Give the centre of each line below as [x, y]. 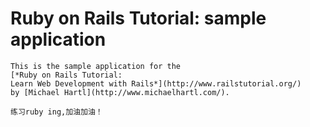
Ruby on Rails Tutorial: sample [138, 18]
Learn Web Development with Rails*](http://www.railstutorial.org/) [156, 83]
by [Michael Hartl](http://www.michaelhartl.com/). [120, 92]
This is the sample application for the [96, 66]
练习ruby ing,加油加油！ [56, 112]
